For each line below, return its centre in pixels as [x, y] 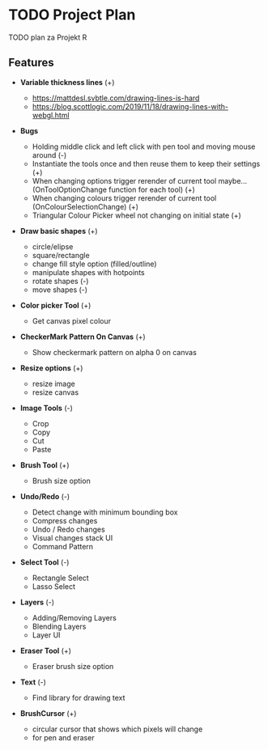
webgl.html [51, 115]
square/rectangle [61, 255]
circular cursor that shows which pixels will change [117, 729]
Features [31, 63]
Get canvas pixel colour [72, 320]
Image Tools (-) [46, 408]
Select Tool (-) [45, 562]
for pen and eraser [63, 737]
